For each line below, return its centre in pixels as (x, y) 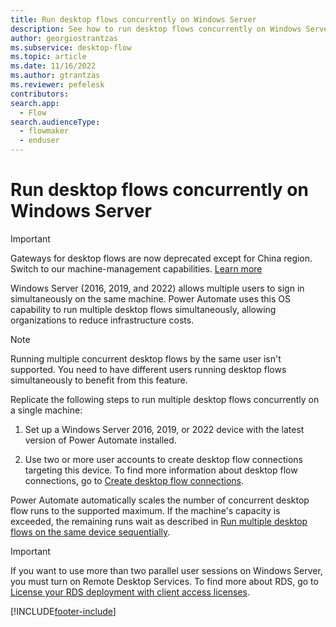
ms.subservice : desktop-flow (71, 47)
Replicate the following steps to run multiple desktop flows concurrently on (165, 399)
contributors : (40, 94)
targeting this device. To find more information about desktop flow (161, 470)
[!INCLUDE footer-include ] (63, 611)
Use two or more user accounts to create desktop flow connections (163, 459)
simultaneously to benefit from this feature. (99, 380)
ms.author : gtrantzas (55, 76)
